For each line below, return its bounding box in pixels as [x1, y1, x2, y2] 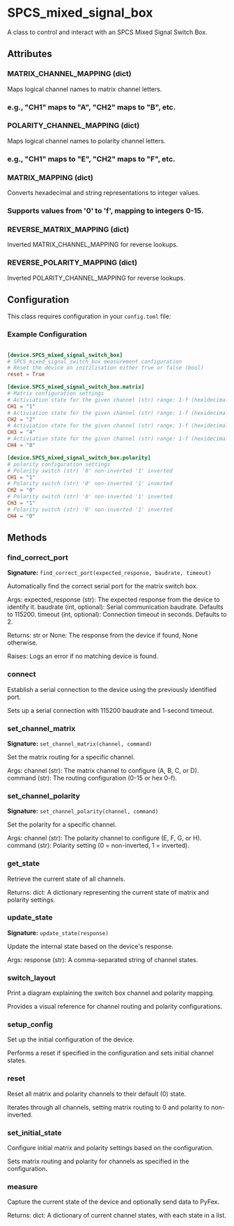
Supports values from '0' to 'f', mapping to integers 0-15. [7, 205, 204, 215]
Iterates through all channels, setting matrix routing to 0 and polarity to [7, 1103, 210, 1111]
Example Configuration [7, 329, 87, 339]
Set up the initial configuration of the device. [7, 1035, 134, 1044]
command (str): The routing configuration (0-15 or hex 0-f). [7, 773, 178, 782]
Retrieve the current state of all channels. [7, 874, 125, 883]
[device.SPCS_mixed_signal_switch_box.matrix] [7, 384, 145, 391]
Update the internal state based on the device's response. [7, 942, 174, 950]
